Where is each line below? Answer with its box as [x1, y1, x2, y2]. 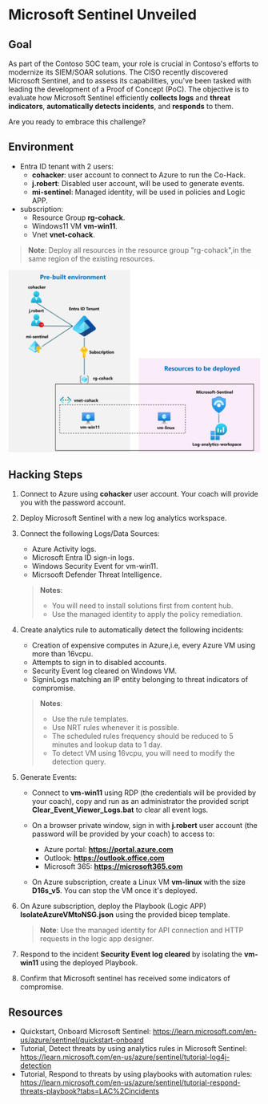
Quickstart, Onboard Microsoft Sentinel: [19, 1027, 151, 1037]
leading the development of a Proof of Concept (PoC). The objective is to [8, 84, 250, 94]
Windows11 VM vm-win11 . [31, 221, 118, 230]
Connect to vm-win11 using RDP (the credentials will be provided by [31, 788, 257, 798]
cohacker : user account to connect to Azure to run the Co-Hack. [31, 170, 246, 180]
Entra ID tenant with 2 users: [19, 161, 114, 171]
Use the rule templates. [51, 714, 130, 724]
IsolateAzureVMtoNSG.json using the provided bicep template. [19, 910, 230, 919]
